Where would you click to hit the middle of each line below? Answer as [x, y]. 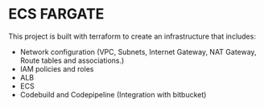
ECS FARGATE [56, 14]
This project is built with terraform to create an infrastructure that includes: [132, 36]
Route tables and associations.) [72, 60]
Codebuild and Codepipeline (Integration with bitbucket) [113, 94]
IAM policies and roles [57, 68]
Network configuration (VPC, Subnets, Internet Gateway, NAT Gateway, [138, 51]
